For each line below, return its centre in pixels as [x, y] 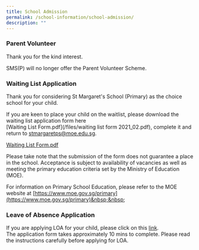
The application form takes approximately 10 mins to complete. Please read [98, 234]
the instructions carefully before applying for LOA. [67, 240]
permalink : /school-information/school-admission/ [70, 17]
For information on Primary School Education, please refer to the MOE [91, 187]
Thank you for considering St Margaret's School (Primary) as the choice [94, 96]
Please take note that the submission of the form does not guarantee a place [100, 156]
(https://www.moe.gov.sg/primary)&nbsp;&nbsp [65, 199]
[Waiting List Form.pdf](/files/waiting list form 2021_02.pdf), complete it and [99, 127]
